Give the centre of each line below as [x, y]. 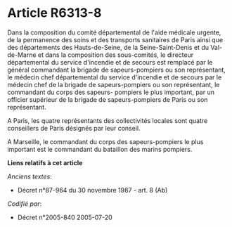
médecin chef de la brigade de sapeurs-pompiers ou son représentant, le [114, 84]
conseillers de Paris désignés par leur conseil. [74, 128]
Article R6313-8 [54, 13]
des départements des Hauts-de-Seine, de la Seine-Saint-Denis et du [108, 47]
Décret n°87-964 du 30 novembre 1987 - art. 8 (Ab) [92, 190]
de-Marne [22, 55]
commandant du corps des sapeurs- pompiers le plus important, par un [111, 92]
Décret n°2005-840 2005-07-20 [65, 217]
